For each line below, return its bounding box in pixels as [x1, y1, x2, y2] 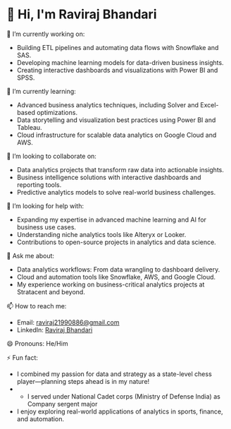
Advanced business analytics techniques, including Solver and [16, 100, 199, 109]
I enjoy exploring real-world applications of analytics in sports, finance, [16, 407, 223, 416]
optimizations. [37, 108, 78, 116]
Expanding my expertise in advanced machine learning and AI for [16, 215, 207, 224]
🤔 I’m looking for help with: [6, 201, 84, 210]
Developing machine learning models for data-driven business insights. [16, 58, 224, 66]
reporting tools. [16, 180, 62, 189]
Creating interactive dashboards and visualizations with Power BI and [16, 66, 218, 74]
